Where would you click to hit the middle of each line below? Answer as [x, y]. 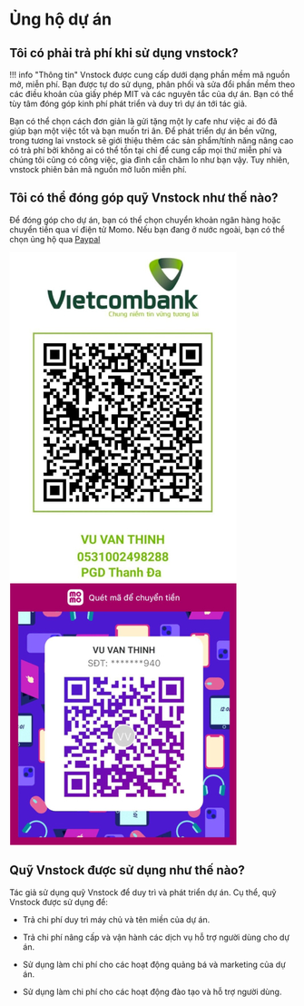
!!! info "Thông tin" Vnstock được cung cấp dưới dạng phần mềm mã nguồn [150, 74]
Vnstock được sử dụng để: [59, 902]
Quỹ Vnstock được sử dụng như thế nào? [127, 870]
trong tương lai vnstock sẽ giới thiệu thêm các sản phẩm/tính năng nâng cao [152, 140]
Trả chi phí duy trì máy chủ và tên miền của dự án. [116, 919]
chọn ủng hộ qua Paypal [55, 239]
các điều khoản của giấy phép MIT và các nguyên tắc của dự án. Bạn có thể [152, 94]
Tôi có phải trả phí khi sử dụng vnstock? [124, 53]
